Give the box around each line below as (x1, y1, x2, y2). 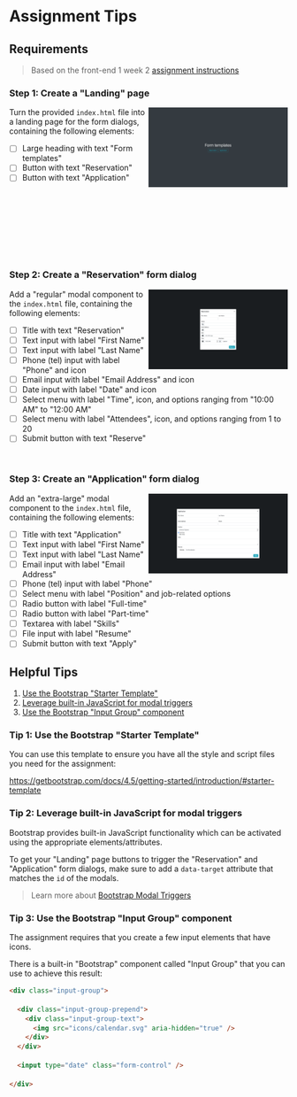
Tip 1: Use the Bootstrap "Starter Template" (9, 729, 200, 741)
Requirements (9, 42, 88, 57)
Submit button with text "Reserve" (21, 433, 147, 444)
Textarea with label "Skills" (21, 618, 120, 630)
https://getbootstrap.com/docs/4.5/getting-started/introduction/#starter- (9, 776, 275, 786)
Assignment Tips (9, 6, 137, 27)
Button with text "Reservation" (21, 162, 133, 174)
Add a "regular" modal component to (9, 289, 144, 299)
